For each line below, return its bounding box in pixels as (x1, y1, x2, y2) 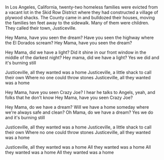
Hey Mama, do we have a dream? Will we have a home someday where (5, 104, 149, 110)
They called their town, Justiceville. (5, 25, 77, 31)
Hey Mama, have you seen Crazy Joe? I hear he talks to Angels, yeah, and (5, 90, 156, 95)
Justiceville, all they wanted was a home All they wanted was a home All (5, 144, 151, 150)
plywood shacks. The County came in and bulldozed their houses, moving (5, 15, 155, 20)
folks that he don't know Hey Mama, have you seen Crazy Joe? (5, 95, 133, 100)
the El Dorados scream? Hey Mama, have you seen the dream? (5, 40, 133, 46)
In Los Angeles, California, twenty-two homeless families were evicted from (5, 4, 158, 10)
